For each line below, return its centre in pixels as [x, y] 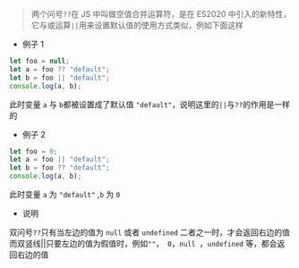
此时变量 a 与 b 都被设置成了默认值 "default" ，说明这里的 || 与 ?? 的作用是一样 [150, 104]
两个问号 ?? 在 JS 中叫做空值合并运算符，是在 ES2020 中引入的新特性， [161, 14]
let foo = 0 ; [34, 151]
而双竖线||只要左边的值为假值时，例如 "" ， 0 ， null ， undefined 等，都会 [143, 243]
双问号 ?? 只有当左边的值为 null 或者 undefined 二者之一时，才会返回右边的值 [150, 232]
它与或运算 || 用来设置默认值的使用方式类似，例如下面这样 [137, 25]
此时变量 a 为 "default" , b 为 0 [65, 194]
